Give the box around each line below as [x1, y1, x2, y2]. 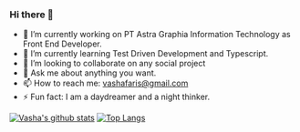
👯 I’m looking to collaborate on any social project [22, 58, 206, 69]
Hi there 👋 [9, 8, 55, 21]
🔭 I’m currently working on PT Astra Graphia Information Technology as [22, 29, 291, 40]
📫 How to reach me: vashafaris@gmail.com [22, 77, 189, 89]
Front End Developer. [22, 38, 102, 49]
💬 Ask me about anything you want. [22, 67, 157, 78]
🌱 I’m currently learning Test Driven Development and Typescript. [22, 48, 269, 59]
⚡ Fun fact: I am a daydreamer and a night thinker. [22, 91, 211, 103]
